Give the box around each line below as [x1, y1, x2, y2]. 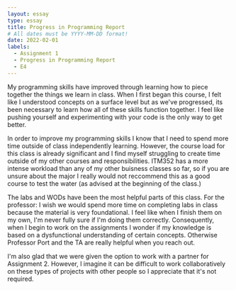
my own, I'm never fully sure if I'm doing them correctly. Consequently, [7, 216, 215, 224]
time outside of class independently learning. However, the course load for [7, 141, 225, 150]
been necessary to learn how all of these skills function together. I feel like [7, 105, 225, 113]
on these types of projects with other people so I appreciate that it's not [7, 267, 217, 275]
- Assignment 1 [13, 50, 59, 57]
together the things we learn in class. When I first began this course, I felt [7, 90, 222, 99]
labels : [7, 43, 30, 50]
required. [7, 274, 34, 283]
